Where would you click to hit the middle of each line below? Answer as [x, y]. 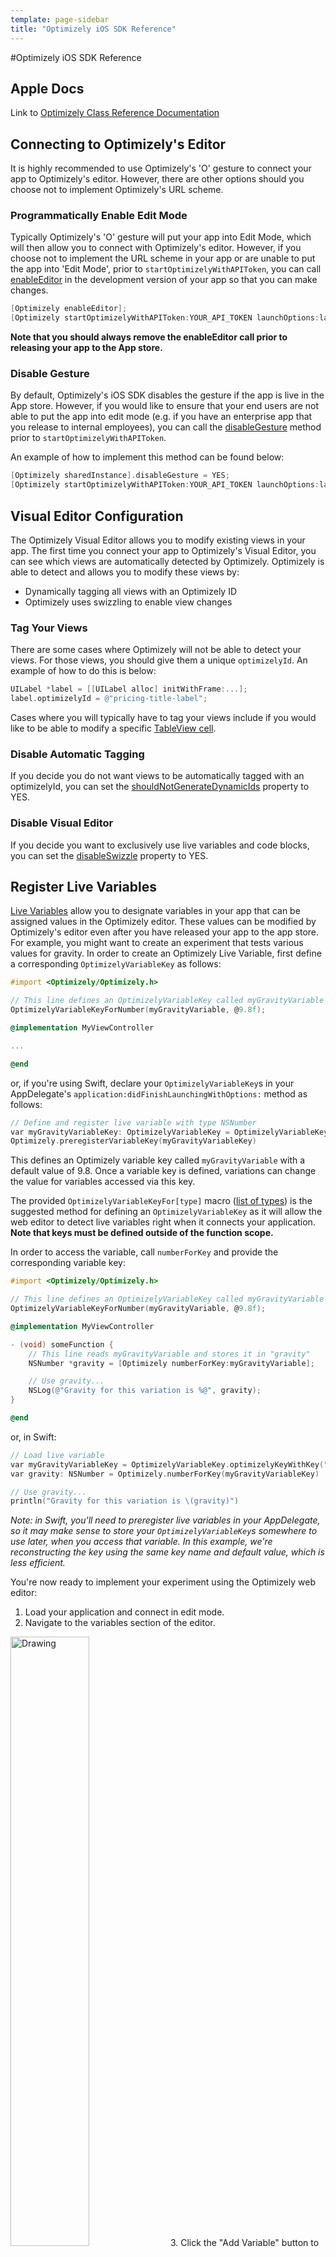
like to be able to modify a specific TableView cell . [113, 728]
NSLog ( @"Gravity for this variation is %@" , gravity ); [145, 1391]
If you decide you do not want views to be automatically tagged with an [157, 776]
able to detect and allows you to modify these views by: [125, 572]
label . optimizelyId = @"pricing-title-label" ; [109, 699]
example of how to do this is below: [83, 671]
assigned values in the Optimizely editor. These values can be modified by [163, 922]
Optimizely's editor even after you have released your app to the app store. [165, 932]
